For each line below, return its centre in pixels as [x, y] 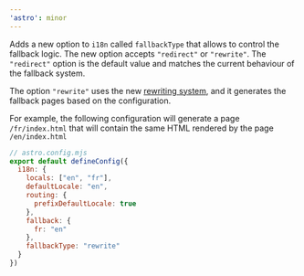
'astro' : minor [38, 18]
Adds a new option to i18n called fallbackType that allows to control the [145, 44]
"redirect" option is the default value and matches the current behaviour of [152, 63]
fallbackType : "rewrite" [73, 246]
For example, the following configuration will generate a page [125, 118]
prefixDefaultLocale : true [85, 203]
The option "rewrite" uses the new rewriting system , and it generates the [148, 90]
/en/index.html [38, 137]
